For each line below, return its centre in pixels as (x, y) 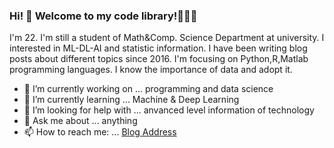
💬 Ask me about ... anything (80, 121)
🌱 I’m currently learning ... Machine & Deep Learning (131, 100)
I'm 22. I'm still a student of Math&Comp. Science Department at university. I (167, 38)
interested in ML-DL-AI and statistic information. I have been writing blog (158, 48)
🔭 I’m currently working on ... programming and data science (148, 89)
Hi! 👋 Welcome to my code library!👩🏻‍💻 (103, 16)
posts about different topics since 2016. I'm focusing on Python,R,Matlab (159, 59)
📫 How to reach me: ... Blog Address (100, 132)
